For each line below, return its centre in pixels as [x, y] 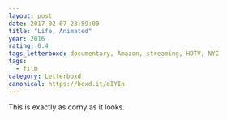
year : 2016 [27, 39]
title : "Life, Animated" [50, 31]
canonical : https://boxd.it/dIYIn [67, 84]
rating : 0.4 [28, 46]
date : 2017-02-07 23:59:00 [54, 24]
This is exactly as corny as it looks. [67, 107]
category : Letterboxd [45, 76]
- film [27, 69]
